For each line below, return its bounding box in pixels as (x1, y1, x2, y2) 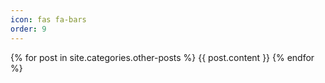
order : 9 (10, 24, 47, 34)
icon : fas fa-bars (10, 14, 87, 25)
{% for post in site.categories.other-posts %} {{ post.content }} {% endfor (10, 51, 315, 63)
